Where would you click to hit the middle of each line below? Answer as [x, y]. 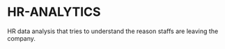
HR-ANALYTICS [54, 12]
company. [22, 38]
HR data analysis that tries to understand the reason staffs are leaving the [113, 31]
